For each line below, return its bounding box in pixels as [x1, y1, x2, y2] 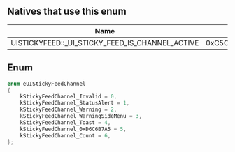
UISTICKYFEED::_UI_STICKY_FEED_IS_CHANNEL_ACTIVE [10, 38, 199, 47]
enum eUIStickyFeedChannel [7, 80, 86, 87]
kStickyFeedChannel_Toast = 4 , [20, 119, 111, 126]
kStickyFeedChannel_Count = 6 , [20, 132, 111, 139]
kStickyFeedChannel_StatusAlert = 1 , [20, 100, 130, 107]
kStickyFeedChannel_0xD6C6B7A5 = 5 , [20, 126, 127, 132]
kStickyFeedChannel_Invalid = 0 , [20, 93, 117, 100]
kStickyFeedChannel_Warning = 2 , [20, 106, 117, 114]
